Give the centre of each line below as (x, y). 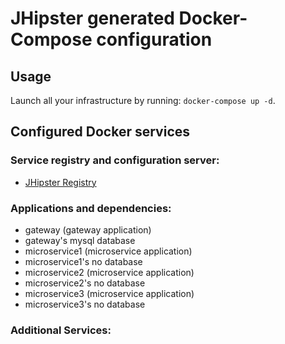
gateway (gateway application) (88, 229)
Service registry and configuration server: (115, 160)
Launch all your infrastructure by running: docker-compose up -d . (143, 100)
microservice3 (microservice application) (109, 293)
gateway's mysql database (80, 240)
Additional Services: (61, 330)
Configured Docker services (100, 132)
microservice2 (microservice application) (109, 272)
